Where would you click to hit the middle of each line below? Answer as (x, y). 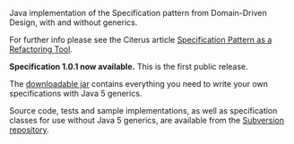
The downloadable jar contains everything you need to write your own (139, 84)
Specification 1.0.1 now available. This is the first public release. (129, 67)
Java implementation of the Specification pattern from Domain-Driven (138, 13)
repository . (29, 130)
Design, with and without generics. (73, 22)
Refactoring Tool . (41, 49)
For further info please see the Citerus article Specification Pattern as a (141, 40)
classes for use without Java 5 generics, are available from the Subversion (147, 120)
